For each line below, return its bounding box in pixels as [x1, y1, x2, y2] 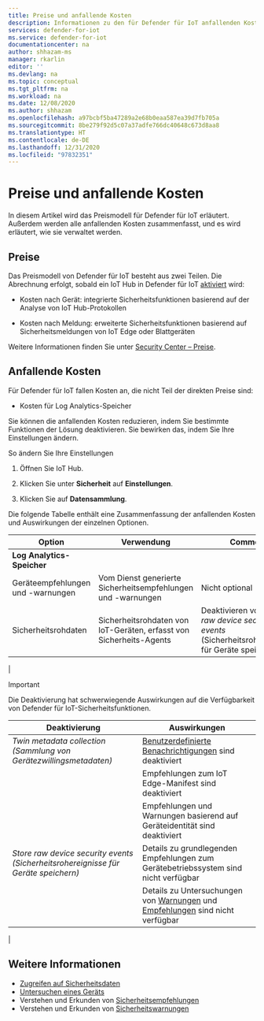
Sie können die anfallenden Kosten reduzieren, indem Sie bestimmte [8, 416, 229, 425]
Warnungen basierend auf [142, 810, 239, 821]
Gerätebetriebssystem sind [142, 862, 242, 873]
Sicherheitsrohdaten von [97, 614, 189, 626]
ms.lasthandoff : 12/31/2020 [8, 143, 101, 151]
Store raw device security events [12, 848, 134, 859]
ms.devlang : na [8, 70, 58, 78]
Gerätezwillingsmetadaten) [12, 755, 112, 766]
